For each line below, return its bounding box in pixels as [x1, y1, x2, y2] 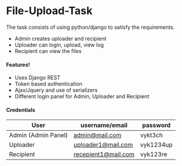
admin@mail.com [73, 131, 122, 140]
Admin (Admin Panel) [9, 131, 68, 140]
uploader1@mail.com [73, 141, 133, 149]
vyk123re [140, 150, 168, 158]
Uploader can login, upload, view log [14, 41, 104, 48]
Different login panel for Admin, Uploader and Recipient [14, 93, 150, 100]
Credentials [6, 106, 35, 113]
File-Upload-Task [6, 4, 93, 18]
